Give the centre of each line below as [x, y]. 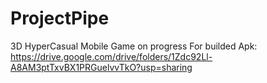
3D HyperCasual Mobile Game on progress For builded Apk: [134, 46]
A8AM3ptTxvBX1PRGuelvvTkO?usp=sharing [101, 67]
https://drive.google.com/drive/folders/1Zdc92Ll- [111, 56]
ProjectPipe [60, 18]
